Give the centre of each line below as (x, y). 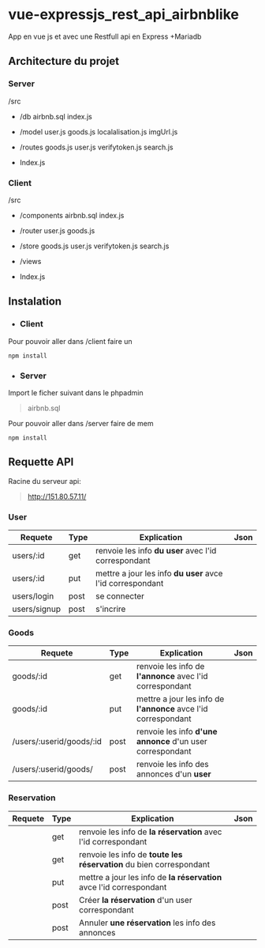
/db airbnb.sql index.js (56, 116)
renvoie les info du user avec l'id (156, 551)
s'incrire (111, 609)
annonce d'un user (172, 742)
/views (30, 261)
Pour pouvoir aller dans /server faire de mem (81, 423)
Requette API (41, 462)
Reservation (32, 798)
